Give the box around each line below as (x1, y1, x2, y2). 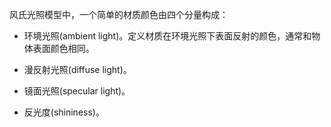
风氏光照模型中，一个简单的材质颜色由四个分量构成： (9, 9, 229, 20)
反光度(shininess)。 (23, 106, 105, 118)
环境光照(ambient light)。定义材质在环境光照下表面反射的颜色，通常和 (23, 30, 312, 42)
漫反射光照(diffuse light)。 (23, 64, 132, 75)
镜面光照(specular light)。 (23, 85, 131, 97)
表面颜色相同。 (32, 43, 95, 54)
